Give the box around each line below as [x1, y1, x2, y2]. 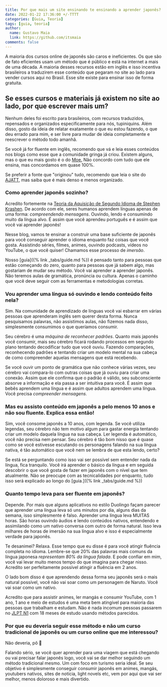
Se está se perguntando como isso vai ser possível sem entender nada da [5, 457, 157, 463]
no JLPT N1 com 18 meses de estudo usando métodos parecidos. [5, 610, 139, 616]
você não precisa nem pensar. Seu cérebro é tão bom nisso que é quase [5, 437, 154, 443]
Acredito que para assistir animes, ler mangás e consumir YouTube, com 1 [5, 594, 157, 600]
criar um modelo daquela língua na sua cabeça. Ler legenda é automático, [5, 431, 157, 437]
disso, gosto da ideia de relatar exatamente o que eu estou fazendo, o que [5, 125, 158, 132]
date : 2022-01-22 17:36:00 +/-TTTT [5, 12, 79, 17]
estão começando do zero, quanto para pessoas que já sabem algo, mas [5, 262, 155, 268]
